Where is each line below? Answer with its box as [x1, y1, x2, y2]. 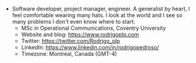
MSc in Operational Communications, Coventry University [21, 24, 166, 31]
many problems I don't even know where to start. [12, 18, 136, 25]
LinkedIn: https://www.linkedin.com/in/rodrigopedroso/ [21, 44, 159, 51]
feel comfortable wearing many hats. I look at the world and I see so [12, 12, 183, 19]
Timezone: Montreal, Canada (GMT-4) [21, 50, 117, 57]
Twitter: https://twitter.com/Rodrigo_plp [21, 38, 121, 44]
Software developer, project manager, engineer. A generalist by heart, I [12, 5, 190, 12]
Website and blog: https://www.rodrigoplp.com [21, 31, 139, 38]
